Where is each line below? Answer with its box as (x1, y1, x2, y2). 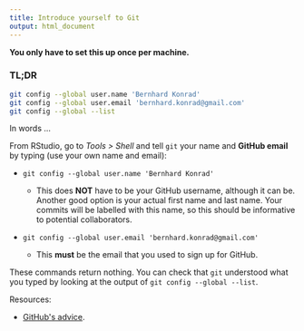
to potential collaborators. (35, 214, 133, 225)
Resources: (9, 294, 52, 305)
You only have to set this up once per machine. (9, 46, 190, 57)
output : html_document (9, 22, 95, 31)
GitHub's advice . (22, 312, 85, 323)
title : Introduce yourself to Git (9, 13, 141, 23)
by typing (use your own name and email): (9, 151, 168, 161)
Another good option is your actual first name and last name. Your (35, 195, 283, 206)
